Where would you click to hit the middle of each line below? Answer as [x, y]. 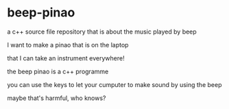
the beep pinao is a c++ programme [58, 71]
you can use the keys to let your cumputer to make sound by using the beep [114, 84]
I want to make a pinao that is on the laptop [68, 45]
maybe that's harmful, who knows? [57, 98]
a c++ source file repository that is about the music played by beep [102, 32]
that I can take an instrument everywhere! [66, 58]
